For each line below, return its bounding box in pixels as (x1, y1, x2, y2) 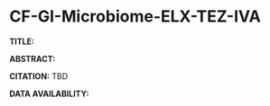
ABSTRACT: (9, 53, 56, 64)
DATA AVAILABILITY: (9, 88, 89, 99)
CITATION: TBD (9, 70, 69, 82)
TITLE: (9, 36, 34, 47)
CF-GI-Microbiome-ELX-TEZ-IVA (9, 6, 262, 27)
